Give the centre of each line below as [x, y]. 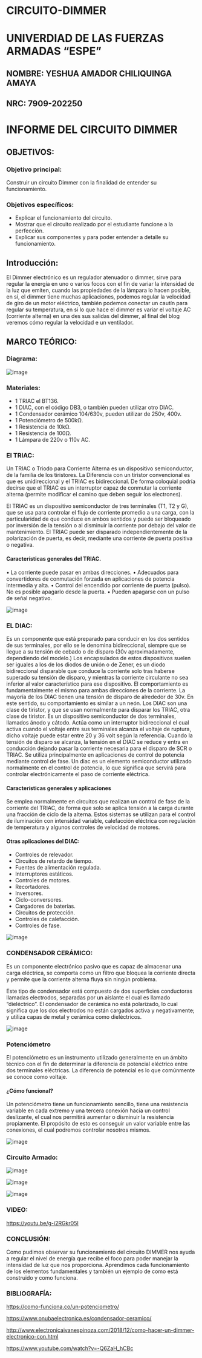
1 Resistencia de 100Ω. [43, 433]
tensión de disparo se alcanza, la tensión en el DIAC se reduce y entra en [97, 741]
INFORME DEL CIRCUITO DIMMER [92, 130]
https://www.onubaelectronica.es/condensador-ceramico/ [79, 1319]
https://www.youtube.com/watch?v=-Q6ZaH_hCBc [70, 1348]
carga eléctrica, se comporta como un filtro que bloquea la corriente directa [101, 973]
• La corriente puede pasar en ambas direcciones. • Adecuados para [93, 572]
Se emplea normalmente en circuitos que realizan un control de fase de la [98, 802]
